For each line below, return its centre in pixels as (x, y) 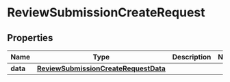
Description (192, 57)
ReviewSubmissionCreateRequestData (101, 68)
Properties (30, 38)
